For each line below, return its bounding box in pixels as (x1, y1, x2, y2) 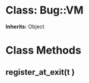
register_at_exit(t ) (5, 67, 75, 77)
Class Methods (5, 44, 81, 57)
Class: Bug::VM (5, 4, 84, 17)
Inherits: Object (5, 23, 45, 30)
